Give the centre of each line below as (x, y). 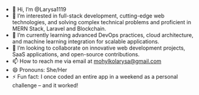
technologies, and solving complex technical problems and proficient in (102, 22)
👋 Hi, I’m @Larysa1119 (39, 9)
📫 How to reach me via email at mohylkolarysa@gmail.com (87, 61)
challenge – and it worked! (45, 85)
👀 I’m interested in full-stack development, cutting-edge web (88, 16)
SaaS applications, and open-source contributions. (76, 54)
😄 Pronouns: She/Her (40, 70)
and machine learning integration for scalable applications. (86, 41)
